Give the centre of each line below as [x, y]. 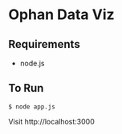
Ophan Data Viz [61, 15]
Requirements [44, 44]
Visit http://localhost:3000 [51, 121]
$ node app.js [32, 106]
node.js [33, 63]
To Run [26, 88]
